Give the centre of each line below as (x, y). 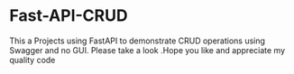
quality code (32, 60)
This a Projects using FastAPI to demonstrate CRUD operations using (138, 41)
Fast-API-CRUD (69, 16)
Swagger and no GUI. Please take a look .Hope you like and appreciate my (147, 50)
